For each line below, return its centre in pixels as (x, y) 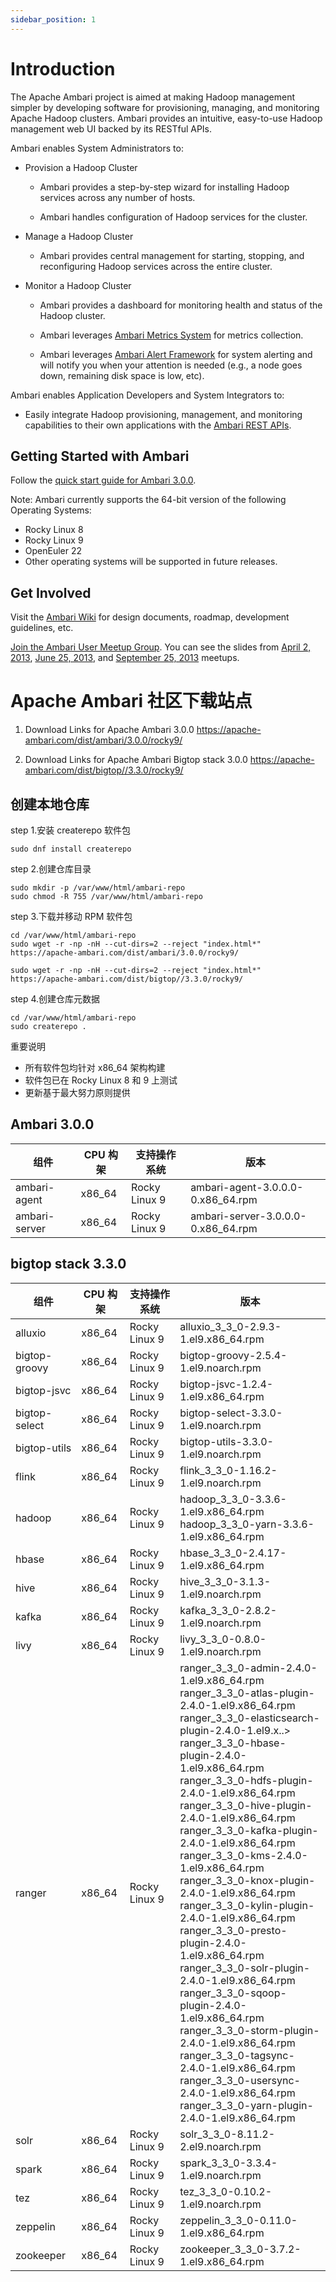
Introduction (63, 68)
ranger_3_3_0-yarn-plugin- (246, 2105)
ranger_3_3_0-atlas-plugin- (247, 1693)
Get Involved (51, 592)
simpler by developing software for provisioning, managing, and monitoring (165, 107)
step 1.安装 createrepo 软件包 (71, 830)
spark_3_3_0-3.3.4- (228, 2163)
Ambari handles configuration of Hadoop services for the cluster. (173, 217)
